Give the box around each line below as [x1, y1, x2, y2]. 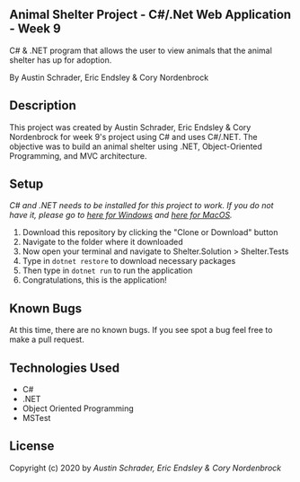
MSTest [22, 413, 51, 424]
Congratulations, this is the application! [22, 275, 168, 285]
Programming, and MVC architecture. [9, 150, 147, 161]
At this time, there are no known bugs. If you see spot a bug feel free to [9, 325, 273, 336]
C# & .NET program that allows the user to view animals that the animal [9, 45, 272, 56]
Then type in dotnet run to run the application [22, 265, 193, 276]
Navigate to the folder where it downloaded [22, 237, 183, 248]
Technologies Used [9, 360, 119, 375]
